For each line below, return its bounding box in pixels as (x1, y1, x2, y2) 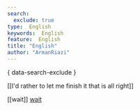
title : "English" (7, 42, 58, 49)
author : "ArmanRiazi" (7, 49, 70, 56)
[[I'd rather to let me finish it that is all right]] (7, 81, 134, 90)
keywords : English (7, 29, 64, 37)
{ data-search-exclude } (7, 68, 77, 77)
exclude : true (13, 17, 54, 24)
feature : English (7, 36, 61, 43)
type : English (7, 23, 52, 30)
